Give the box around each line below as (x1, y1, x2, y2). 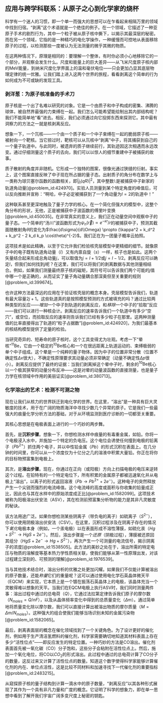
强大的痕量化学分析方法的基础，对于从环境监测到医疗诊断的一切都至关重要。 (5, 411, 158, 417)
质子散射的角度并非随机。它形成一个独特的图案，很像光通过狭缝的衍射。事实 (5, 166, 158, 171)
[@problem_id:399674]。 (5, 280, 56, 285)
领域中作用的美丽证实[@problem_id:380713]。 (21, 373, 114, 379)
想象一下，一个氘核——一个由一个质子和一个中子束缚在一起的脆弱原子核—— (5, 131, 158, 137)
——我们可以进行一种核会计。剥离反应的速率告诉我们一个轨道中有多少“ (5, 308, 147, 314)
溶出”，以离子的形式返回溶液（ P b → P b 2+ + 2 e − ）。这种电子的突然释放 (15, 478, 156, 484)
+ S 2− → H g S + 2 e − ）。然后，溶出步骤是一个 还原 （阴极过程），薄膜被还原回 (5, 531, 154, 537)
